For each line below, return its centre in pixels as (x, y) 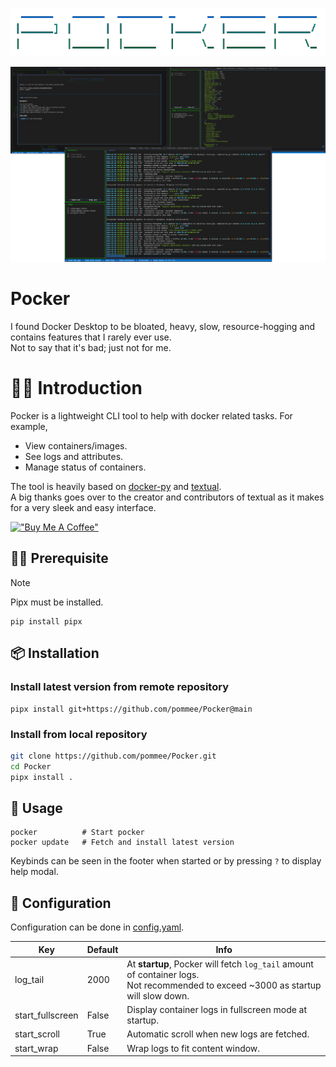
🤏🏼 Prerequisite (59, 558)
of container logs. (163, 974)
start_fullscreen (46, 1015)
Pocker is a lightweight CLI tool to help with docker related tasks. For (151, 416)
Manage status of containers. (85, 467)
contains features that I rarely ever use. (91, 337)
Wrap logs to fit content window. (193, 1048)
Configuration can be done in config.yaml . (97, 927)
